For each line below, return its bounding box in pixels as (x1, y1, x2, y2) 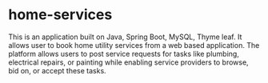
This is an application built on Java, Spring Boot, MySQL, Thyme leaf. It (8, 32, 242, 41)
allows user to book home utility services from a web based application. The (8, 40, 260, 49)
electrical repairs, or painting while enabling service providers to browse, (8, 57, 250, 67)
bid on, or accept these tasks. (8, 65, 106, 75)
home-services (8, 6, 113, 24)
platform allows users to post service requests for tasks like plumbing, (8, 49, 240, 58)
